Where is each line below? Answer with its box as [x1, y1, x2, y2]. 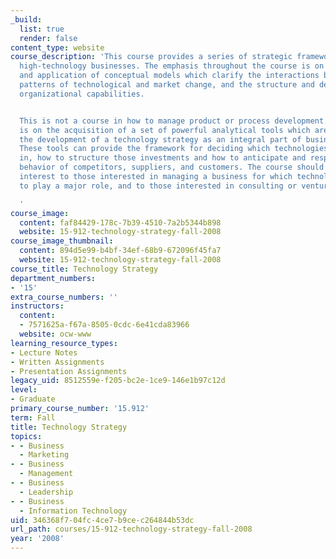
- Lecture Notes [10, 347, 78, 358]
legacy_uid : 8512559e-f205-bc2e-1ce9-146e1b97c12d [10, 376, 226, 386]
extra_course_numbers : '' [10, 292, 118, 302]
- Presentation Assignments [10, 366, 128, 376]
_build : [10, 14, 43, 25]
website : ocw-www [19, 329, 92, 339]
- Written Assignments [10, 357, 105, 367]
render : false [19, 33, 78, 43]
